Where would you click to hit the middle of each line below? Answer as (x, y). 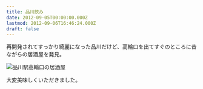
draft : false (23, 29)
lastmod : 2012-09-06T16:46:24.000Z (51, 23)
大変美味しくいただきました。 (43, 80)
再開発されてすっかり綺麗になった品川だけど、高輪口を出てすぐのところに (99, 47)
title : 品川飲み (25, 12)
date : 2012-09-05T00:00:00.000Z (47, 18)
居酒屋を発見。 (46, 54)
